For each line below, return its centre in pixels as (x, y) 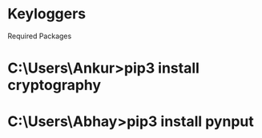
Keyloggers (47, 14)
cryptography (54, 85)
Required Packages (40, 36)
